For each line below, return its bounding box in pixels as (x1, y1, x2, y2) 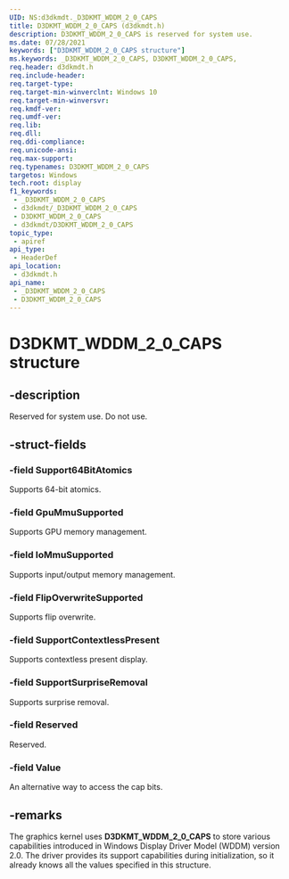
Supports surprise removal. (9, 696, 110, 707)
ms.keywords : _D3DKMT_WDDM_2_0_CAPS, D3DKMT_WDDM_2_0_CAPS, (9, 54, 238, 63)
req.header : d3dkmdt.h (9, 63, 94, 72)
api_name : (9, 278, 46, 287)
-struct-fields (9, 437, 87, 452)
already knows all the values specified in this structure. (9, 859, 211, 870)
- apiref (12, 237, 46, 246)
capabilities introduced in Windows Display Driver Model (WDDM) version (9, 840, 281, 851)
